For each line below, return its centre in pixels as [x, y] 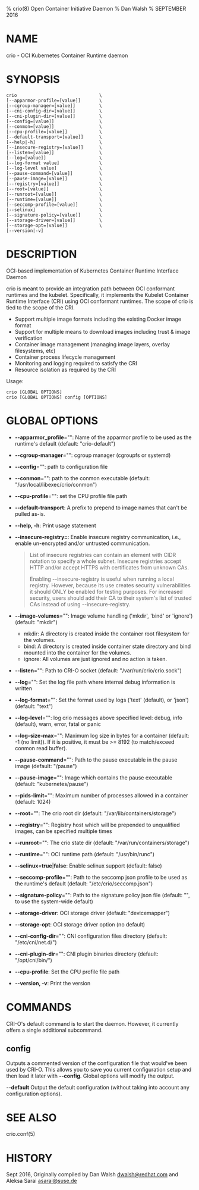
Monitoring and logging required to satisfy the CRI [76, 363]
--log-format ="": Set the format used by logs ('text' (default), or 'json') [102, 700]
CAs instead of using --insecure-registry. [80, 604]
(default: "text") [34, 706]
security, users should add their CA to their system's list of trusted [110, 598]
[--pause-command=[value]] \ [54, 173]
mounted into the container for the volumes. [78, 652]
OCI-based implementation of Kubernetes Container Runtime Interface [93, 271]
